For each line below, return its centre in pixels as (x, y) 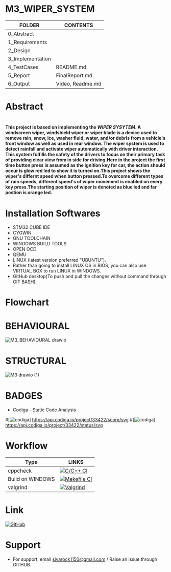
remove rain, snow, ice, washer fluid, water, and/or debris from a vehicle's (86, 138)
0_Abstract (21, 34)
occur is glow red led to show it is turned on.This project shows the (78, 171)
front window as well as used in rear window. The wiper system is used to (85, 143)
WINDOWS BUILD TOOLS (40, 244)
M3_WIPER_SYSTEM (50, 9)
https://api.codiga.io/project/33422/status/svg (54, 425)
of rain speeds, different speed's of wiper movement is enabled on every (84, 182)
